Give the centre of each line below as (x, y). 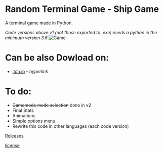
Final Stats (23, 110)
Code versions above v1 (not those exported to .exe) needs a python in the (81, 32)
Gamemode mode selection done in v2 (52, 105)
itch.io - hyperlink (30, 71)
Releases (14, 136)
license (12, 145)
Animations (24, 115)
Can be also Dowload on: (57, 58)
